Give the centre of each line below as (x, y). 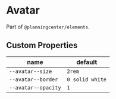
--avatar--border (34, 79)
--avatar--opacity (35, 87)
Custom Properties (42, 45)
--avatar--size (31, 71)
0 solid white (87, 79)
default (87, 62)
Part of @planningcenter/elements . (48, 27)
